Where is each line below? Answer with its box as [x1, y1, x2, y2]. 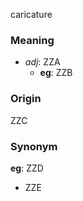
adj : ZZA [24, 56, 61, 68]
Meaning [10, 33, 55, 47]
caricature [10, 9, 53, 20]
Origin [10, 92, 42, 106]
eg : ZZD [10, 162, 44, 174]
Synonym [10, 139, 58, 153]
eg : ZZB [39, 67, 73, 79]
